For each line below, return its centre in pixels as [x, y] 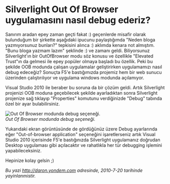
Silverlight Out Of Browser [62, 9]
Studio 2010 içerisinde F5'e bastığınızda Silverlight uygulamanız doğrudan [83, 140]
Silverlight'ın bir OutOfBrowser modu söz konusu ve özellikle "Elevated [79, 56]
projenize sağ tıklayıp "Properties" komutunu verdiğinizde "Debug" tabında [84, 98]
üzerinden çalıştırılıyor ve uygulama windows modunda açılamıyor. [75, 77]
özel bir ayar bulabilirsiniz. [33, 103]
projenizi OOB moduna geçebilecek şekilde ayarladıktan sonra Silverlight [81, 93]
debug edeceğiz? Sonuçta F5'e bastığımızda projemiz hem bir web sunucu [83, 72]
